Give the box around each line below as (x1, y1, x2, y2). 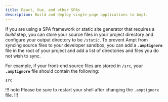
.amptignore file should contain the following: (5, 68, 100, 74)
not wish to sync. (5, 53, 41, 59)
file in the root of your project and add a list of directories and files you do (5, 47, 159, 54)
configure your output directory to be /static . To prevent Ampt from (5, 36, 148, 43)
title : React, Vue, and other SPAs (5, 7, 80, 13)
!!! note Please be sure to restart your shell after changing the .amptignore (5, 87, 159, 93)
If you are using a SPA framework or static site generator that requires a (5, 26, 155, 32)
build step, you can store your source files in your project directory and (5, 31, 153, 37)
